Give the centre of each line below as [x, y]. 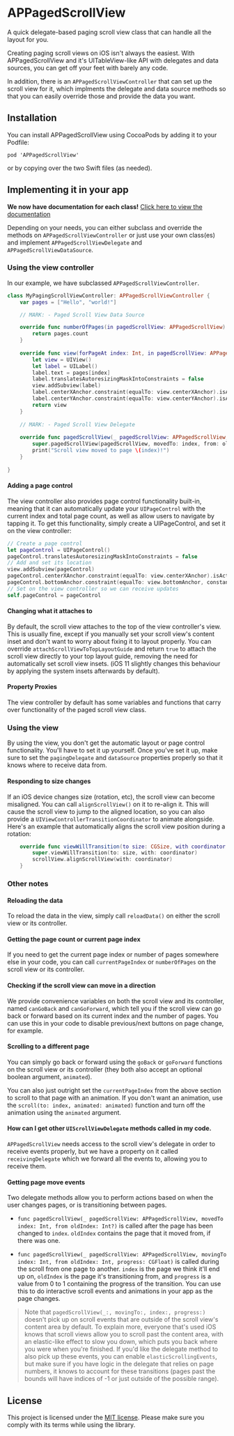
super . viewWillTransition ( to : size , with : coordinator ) [115, 853]
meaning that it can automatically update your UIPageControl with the [106, 508]
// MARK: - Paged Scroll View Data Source [82, 315]
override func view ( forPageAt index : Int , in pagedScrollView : [114, 353]
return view [50, 405]
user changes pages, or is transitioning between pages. [87, 1205]
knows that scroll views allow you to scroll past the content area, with [124, 1334]
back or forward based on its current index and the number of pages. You [113, 1016]
